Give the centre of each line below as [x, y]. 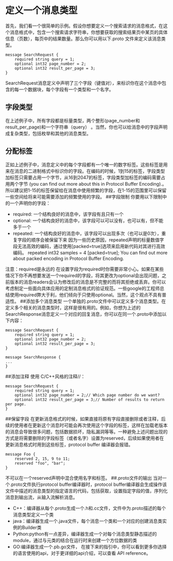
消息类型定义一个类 [33, 514]
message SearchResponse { [33, 357]
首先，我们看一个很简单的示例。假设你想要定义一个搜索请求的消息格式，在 [84, 26]
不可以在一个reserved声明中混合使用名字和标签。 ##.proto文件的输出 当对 [84, 478]
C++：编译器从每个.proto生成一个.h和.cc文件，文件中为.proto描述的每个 [89, 508]
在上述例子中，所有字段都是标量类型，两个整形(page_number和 [73, 120]
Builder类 [32, 527]
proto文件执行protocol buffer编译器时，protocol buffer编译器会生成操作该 [89, 484]
